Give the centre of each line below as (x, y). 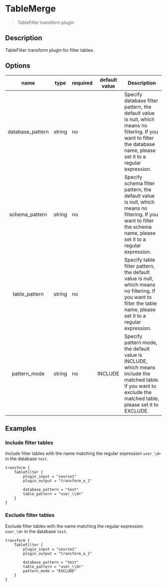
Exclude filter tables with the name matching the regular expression (74, 526)
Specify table (140, 260)
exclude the (138, 392)
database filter (141, 100)
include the (137, 374)
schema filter (139, 183)
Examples (21, 428)
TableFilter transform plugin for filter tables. (50, 50)
